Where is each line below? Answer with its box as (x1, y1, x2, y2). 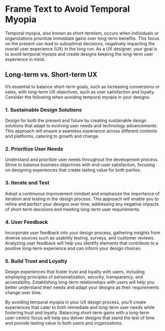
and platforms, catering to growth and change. (5, 133, 99, 139)
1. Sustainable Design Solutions (5, 106, 82, 113)
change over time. (5, 290, 42, 296)
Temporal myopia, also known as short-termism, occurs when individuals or (5, 30, 159, 36)
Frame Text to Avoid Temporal (5, 3, 130, 15)
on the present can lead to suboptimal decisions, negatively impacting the (5, 40, 155, 46)
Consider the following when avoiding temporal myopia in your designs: (5, 94, 151, 100)
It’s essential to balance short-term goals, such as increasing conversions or (5, 84, 160, 90)
